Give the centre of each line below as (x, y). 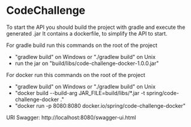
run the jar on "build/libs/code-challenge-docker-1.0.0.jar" (87, 63)
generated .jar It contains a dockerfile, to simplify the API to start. (87, 33)
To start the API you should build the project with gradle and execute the (96, 27)
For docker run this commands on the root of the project (76, 75)
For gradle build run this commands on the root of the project (82, 45)
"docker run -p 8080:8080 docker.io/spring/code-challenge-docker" (100, 105)
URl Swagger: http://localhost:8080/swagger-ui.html (71, 117)
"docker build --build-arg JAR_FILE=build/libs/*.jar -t (80, 93)
